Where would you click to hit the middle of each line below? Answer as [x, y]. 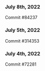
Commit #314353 [22, 41]
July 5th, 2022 [22, 30]
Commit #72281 [21, 64]
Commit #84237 [21, 18]
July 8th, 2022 [22, 7]
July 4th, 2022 [23, 53]
